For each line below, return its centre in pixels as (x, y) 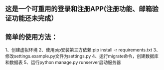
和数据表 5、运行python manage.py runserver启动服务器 (63, 62)
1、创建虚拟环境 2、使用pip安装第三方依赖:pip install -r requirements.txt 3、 (83, 50)
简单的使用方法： (31, 37)
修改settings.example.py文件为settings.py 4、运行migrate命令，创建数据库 (82, 56)
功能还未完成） (35, 18)
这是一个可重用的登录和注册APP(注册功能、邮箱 (79, 9)
